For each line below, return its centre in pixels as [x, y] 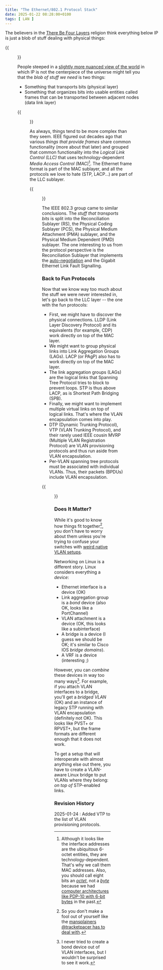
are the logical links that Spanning [83, 378]
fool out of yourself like [85, 917]
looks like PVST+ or [74, 723]
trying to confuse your [77, 542]
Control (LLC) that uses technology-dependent [77, 157]
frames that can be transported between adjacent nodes [81, 97]
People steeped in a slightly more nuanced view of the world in [81, 67]
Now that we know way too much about [82, 289]
